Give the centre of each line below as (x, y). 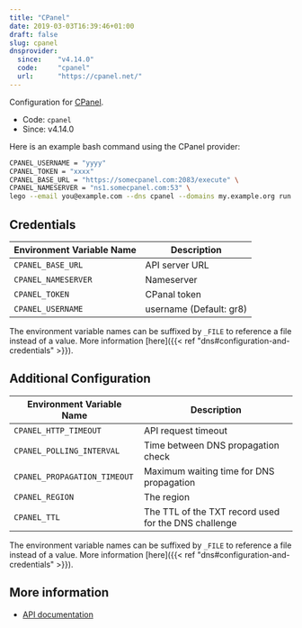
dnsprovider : (34, 51)
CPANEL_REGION (44, 497)
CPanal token (173, 294)
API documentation (58, 614)
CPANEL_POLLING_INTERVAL (67, 451)
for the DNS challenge (190, 523)
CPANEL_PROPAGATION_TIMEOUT (74, 477)
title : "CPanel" (40, 18)
